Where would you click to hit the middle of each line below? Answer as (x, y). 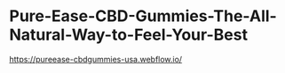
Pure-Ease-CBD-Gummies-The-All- (143, 16)
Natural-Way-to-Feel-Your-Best (129, 35)
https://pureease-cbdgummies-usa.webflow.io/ (96, 59)
